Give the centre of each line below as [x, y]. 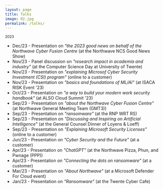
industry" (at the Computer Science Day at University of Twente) [77, 67]
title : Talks [18, 14]
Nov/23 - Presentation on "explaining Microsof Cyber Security [75, 72]
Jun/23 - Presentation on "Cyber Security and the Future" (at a [76, 140]
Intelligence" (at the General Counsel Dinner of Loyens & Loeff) [76, 124]
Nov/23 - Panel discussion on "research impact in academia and [78, 61]
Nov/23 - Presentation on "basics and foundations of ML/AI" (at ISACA [83, 82]
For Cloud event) [29, 176]
